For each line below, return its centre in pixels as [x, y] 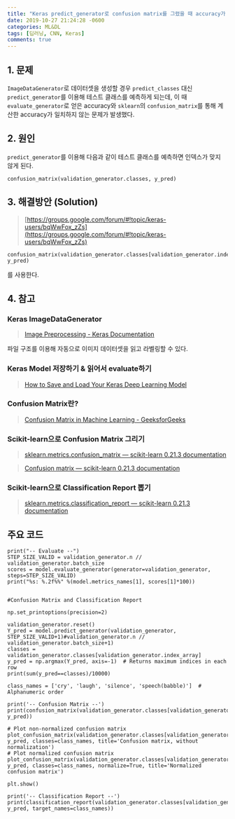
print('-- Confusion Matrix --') [56, 705]
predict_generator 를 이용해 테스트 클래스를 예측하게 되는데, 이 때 [97, 97]
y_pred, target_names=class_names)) [60, 809]
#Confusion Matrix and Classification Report [74, 600]
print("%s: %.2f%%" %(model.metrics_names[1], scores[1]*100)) [101, 582]
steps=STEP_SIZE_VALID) [42, 576]
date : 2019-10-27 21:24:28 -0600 [56, 20]
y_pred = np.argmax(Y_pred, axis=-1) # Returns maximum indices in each [117, 662]
